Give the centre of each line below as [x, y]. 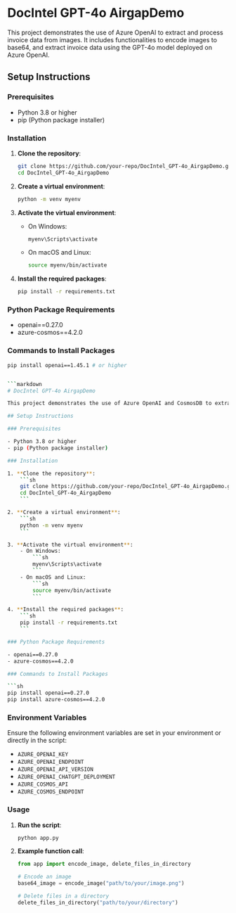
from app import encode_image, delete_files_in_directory [104, 864]
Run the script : [39, 825]
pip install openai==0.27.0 [48, 693]
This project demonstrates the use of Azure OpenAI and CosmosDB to [110, 403]
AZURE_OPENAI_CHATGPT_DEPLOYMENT [66, 777]
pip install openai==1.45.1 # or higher [67, 365]
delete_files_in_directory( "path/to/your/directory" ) [98, 902]
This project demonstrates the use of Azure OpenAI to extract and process [115, 32]
